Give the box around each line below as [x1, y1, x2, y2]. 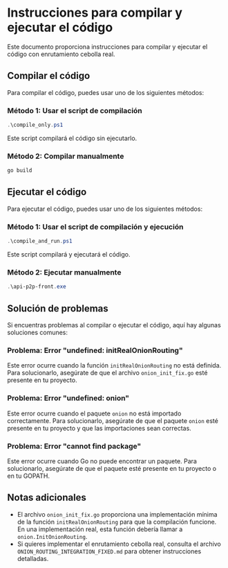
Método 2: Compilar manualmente [7, 151, 124, 161]
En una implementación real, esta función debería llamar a [17, 525, 183, 533]
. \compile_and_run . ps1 [7, 238, 73, 245]
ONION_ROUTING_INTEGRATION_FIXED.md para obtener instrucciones [17, 547, 202, 556]
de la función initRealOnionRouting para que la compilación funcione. [17, 517, 217, 526]
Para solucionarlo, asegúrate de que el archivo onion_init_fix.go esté [7, 369, 208, 377]
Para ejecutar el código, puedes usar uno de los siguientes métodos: [7, 205, 202, 213]
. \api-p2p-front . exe [7, 283, 67, 291]
